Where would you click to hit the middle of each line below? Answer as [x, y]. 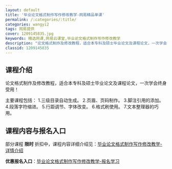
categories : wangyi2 [27, 24]
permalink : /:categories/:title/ [41, 19]
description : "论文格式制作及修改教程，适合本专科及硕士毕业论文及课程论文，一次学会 [86, 43]
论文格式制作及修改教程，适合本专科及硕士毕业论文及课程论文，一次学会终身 [86, 83]
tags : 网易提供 [20, 29]
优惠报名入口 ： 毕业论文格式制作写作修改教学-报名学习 [62, 161]
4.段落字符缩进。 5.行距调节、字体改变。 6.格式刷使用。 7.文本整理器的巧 [82, 107]
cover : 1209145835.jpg [29, 34]
